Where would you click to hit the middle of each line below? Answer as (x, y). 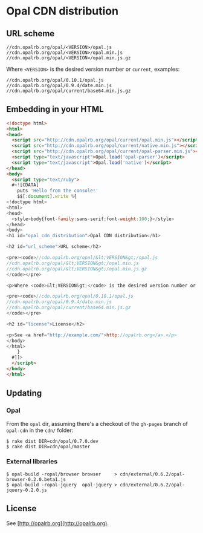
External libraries (32, 462)
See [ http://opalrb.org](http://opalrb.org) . (57, 523)
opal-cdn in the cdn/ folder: (40, 430)
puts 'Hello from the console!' (58, 191)
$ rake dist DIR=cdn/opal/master (48, 446)
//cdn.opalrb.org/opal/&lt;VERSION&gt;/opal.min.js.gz (77, 269)
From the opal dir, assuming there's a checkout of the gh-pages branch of (97, 423)
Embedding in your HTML (55, 109)
